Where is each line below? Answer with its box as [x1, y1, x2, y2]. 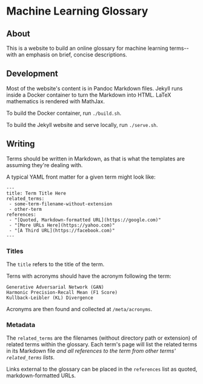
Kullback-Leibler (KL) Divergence [6, 295, 94, 301]
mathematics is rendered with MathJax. [6, 97, 105, 105]
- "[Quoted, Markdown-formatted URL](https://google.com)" [8, 217, 162, 223]
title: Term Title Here [6, 190, 67, 196]
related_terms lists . [6, 354, 55, 361]
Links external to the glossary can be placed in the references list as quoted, [6, 366, 198, 373]
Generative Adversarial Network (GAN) [6, 284, 104, 290]
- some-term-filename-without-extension [8, 201, 113, 207]
